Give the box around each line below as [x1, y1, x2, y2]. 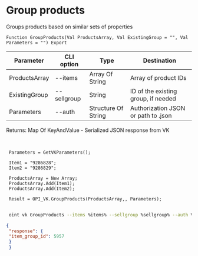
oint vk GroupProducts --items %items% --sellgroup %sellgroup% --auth [8, 212, 189, 218]
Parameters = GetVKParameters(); [8, 149, 91, 155]
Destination [143, 56, 177, 64]
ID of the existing [130, 87, 177, 95]
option [60, 60, 79, 68]
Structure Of [89, 104, 124, 112]
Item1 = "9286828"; [8, 160, 57, 166]
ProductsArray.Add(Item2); [8, 186, 75, 192]
